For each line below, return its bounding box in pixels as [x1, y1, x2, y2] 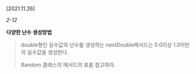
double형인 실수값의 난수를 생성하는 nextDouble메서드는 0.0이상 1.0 [20, 41, 181, 48]
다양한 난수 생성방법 [6, 29, 52, 36]
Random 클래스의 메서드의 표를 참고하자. [20, 62, 116, 68]
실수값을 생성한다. [27, 49, 69, 56]
